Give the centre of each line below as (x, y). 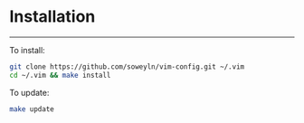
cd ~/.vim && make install (60, 75)
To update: (29, 92)
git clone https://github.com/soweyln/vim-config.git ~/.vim (127, 66)
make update (32, 109)
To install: (27, 50)
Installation (52, 17)
